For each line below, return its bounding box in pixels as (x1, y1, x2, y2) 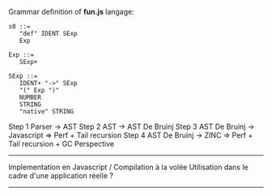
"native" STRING (19, 108, 74, 116)
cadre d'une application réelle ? (8, 171, 113, 181)
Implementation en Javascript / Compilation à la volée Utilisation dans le (8, 162, 249, 172)
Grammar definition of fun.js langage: (8, 7, 135, 16)
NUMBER (19, 93, 42, 101)
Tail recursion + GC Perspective (8, 139, 115, 148)
